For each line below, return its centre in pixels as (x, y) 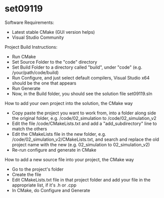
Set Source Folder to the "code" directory (55, 62)
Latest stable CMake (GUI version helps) (53, 32)
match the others (29, 129)
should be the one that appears (44, 83)
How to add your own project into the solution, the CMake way (69, 103)
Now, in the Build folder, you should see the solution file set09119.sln (82, 94)
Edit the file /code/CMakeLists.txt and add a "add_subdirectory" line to (84, 123)
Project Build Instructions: (31, 47)
